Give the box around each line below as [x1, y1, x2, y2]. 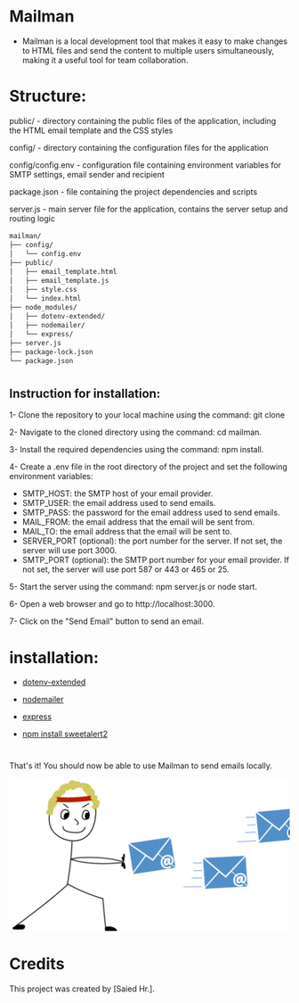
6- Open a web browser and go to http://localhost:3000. [9, 599, 215, 609]
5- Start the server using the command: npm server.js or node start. [9, 582, 258, 593]
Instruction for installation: [9, 386, 161, 402]
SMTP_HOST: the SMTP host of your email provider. [21, 488, 214, 499]
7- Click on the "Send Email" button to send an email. [9, 616, 205, 626]
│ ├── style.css [9, 285, 77, 294]
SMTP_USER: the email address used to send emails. [21, 498, 216, 509]
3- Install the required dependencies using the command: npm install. [9, 444, 264, 455]
